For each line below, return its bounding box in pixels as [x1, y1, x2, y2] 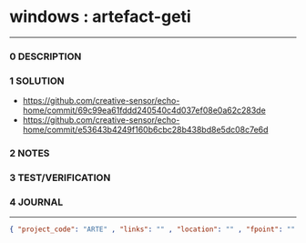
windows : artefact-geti [9, 6, 191, 27]
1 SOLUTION [9, 75, 66, 87]
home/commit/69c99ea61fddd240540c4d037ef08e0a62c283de [22, 105, 266, 116]
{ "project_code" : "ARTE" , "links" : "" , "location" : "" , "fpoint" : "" [9, 225, 296, 234]
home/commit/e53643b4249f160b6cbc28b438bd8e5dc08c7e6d [22, 125, 269, 136]
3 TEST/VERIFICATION [9, 171, 111, 184]
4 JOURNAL [9, 196, 64, 208]
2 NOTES [9, 147, 50, 160]
